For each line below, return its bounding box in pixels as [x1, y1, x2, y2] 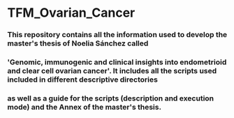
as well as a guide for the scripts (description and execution [7, 93, 214, 103]
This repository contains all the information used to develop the [7, 30, 228, 40]
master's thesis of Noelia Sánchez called [7, 38, 149, 48]
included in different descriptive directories [7, 75, 159, 84]
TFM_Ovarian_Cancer [7, 5, 136, 21]
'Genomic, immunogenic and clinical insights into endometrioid [7, 57, 227, 67]
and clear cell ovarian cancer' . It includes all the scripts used [7, 66, 217, 76]
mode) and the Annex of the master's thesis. [7, 102, 162, 112]
